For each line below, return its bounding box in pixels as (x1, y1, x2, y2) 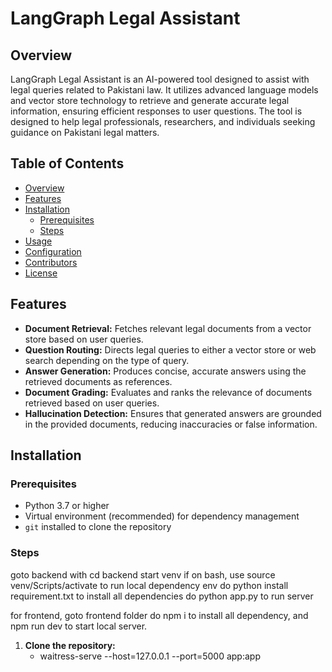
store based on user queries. (24, 333, 144, 345)
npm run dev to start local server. (10, 620, 148, 632)
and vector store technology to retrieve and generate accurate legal (10, 95, 290, 106)
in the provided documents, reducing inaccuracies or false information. (24, 418, 318, 430)
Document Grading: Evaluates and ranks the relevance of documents (24, 386, 313, 398)
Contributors (24, 256, 78, 268)
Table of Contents (10, 155, 125, 172)
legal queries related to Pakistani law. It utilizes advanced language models (10, 84, 319, 96)
